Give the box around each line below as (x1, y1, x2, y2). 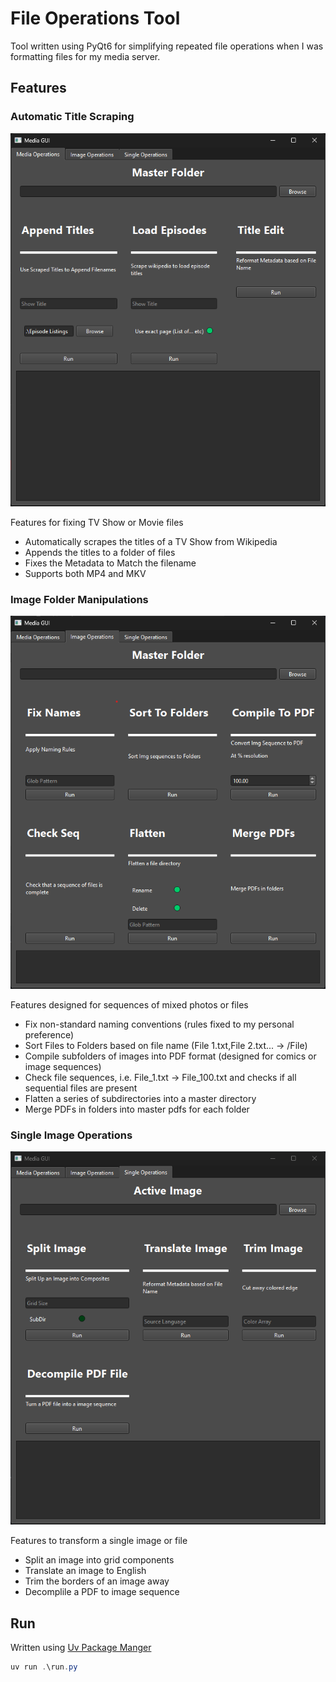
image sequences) (24, 1060, 102, 1072)
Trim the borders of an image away (24, 1575, 170, 1587)
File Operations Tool (10, 7, 181, 30)
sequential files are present (24, 1082, 138, 1094)
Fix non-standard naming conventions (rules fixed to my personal (24, 1018, 295, 1030)
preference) (24, 1028, 75, 1041)
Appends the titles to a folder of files (24, 546, 176, 558)
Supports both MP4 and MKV (24, 567, 147, 579)
